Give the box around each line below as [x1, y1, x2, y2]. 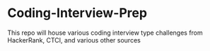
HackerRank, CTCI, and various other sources [7, 35, 141, 44]
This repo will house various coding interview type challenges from [7, 28, 203, 37]
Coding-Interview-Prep [7, 5, 147, 21]
